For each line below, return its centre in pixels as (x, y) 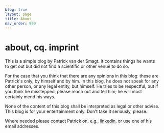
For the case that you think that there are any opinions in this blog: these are (82, 76)
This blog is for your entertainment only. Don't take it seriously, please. (76, 111)
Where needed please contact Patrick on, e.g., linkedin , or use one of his (79, 121)
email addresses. (22, 126)
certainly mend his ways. (30, 97)
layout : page (18, 14)
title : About (18, 19)
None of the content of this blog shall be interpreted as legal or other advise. (82, 106)
